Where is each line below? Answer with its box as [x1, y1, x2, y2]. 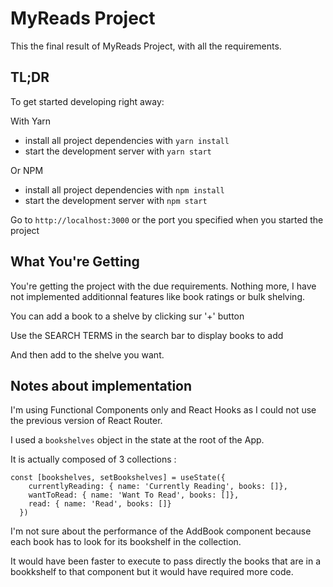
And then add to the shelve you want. [10, 348, 165, 361]
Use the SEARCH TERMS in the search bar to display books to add [10, 329, 284, 341]
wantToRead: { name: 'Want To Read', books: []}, [28, 490, 240, 501]
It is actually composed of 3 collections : [10, 453, 177, 466]
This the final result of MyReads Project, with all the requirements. [10, 40, 282, 52]
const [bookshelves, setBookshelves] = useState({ [10, 473, 226, 483]
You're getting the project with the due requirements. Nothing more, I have [10, 280, 317, 292]
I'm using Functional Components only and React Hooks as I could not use [10, 404, 317, 416]
